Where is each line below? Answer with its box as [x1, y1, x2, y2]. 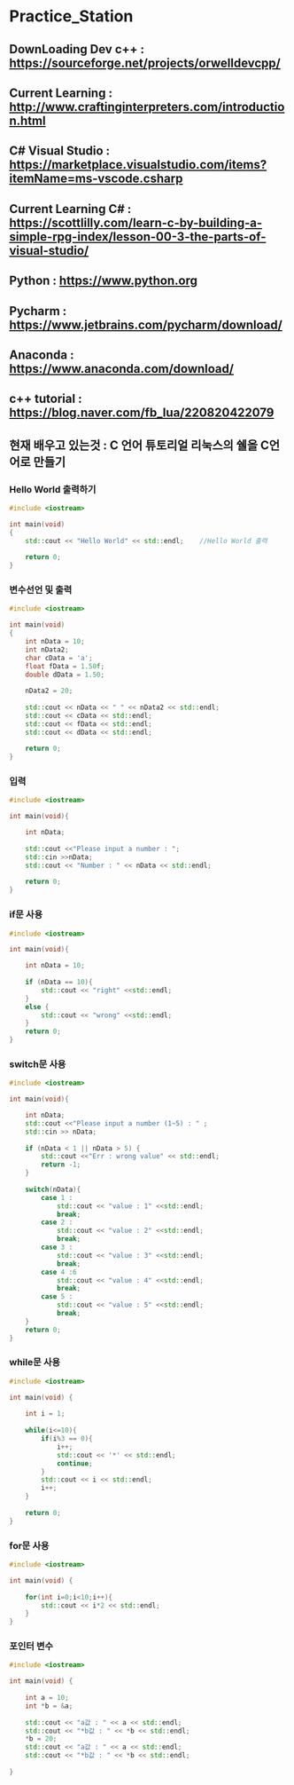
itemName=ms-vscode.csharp [9, 171, 183, 186]
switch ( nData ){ [25, 1185, 81, 1194]
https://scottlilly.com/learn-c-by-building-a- [9, 215, 263, 230]
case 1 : [41, 1193, 73, 1202]
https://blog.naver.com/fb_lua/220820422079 [9, 406, 275, 421]
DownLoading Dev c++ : [9, 42, 144, 57]
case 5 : [41, 1292, 73, 1301]
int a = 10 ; [25, 1694, 69, 1702]
